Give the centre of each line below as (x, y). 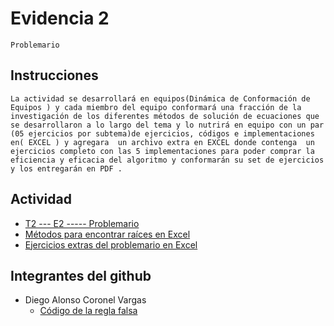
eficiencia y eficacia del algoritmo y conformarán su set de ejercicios (167, 160)
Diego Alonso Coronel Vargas (85, 300)
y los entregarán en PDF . (66, 168)
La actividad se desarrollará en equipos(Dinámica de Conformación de (160, 98)
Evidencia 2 (60, 18)
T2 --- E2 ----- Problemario (82, 223)
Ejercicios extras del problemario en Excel (111, 244)
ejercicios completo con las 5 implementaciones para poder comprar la (162, 151)
